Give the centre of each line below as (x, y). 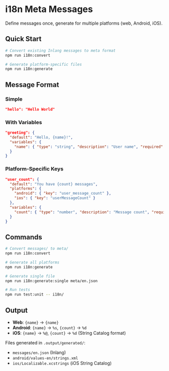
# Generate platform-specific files (44, 64)
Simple (14, 99)
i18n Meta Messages (49, 9)
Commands (24, 237)
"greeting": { (20, 133)
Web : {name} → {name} (35, 322)
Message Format (32, 85)
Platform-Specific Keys (34, 169)
